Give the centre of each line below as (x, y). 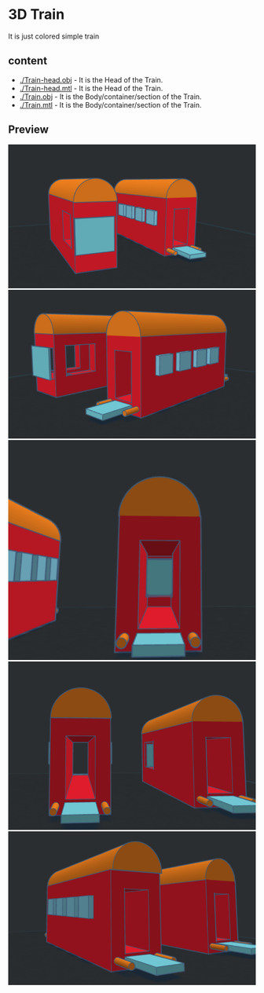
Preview (29, 130)
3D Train (37, 15)
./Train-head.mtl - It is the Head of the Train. (91, 88)
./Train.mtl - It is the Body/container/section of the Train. (110, 104)
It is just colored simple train (54, 36)
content (28, 61)
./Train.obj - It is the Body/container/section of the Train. (110, 97)
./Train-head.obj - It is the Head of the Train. (91, 79)
